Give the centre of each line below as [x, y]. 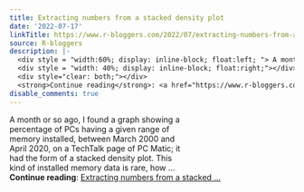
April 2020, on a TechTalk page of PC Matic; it [95, 148]
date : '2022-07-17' [46, 26]
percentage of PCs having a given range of [90, 129]
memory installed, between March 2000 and [92, 139]
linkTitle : [30, 34]
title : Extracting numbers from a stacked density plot [117, 18]
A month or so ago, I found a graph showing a [95, 120]
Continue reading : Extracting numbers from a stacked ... [115, 177]
